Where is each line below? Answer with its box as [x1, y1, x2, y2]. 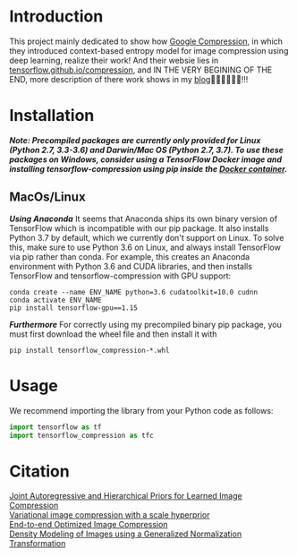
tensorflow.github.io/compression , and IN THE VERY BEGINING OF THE [9, 64, 273, 75]
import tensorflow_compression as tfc [9, 431, 154, 440]
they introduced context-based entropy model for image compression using [9, 45, 289, 56]
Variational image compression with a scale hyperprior [9, 510, 210, 520]
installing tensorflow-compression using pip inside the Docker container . [9, 163, 288, 174]
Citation [9, 461, 70, 481]
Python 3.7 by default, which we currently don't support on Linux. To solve [9, 232, 284, 243]
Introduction [9, 6, 104, 27]
